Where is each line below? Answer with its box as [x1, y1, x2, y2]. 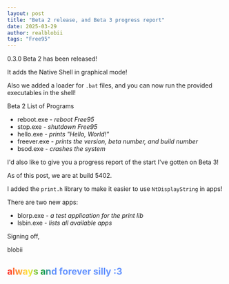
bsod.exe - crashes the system [17, 145, 106, 153]
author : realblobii [7, 29, 63, 37]
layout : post [7, 10, 45, 17]
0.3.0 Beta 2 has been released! [7, 54, 98, 63]
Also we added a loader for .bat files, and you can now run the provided [7, 81, 212, 90]
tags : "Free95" [7, 36, 51, 43]
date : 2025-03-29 [7, 23, 57, 30]
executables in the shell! [7, 89, 76, 97]
